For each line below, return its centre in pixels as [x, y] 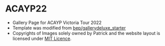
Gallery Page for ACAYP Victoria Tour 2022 [57, 22]
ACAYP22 [26, 9]
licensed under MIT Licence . [42, 38]
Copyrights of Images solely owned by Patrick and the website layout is [86, 33]
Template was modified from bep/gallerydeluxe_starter [69, 27]
